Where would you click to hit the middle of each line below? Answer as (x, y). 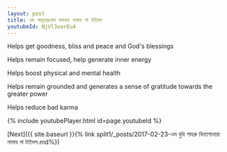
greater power (28, 94)
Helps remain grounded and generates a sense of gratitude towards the (110, 87)
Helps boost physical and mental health (64, 73)
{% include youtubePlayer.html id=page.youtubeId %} (85, 121)
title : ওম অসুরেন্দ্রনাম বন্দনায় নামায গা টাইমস (55, 20)
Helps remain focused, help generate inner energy (79, 60)
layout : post (26, 14)
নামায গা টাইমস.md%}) (33, 142)
